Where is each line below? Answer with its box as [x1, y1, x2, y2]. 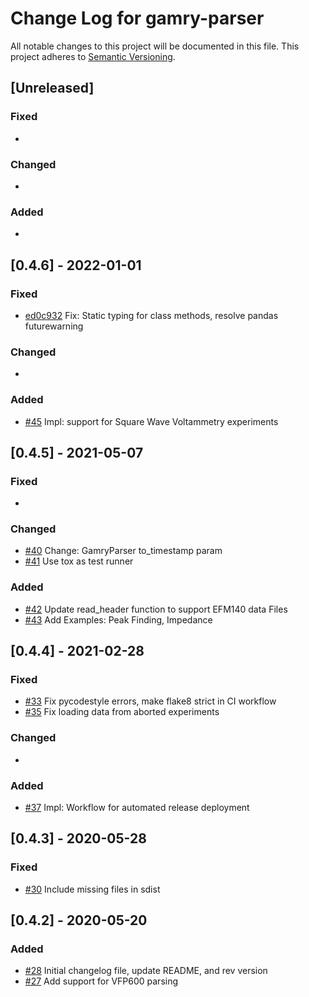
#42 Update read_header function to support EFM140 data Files [24, 603, 288, 615]
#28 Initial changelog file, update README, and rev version [24, 965, 268, 977]
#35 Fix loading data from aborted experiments [24, 706, 220, 718]
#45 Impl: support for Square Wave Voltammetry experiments [24, 415, 279, 427]
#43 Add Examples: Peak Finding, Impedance [24, 613, 213, 626]
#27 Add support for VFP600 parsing [24, 975, 179, 987]
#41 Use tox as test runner [24, 555, 134, 567]
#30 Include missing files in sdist [24, 883, 161, 895]
